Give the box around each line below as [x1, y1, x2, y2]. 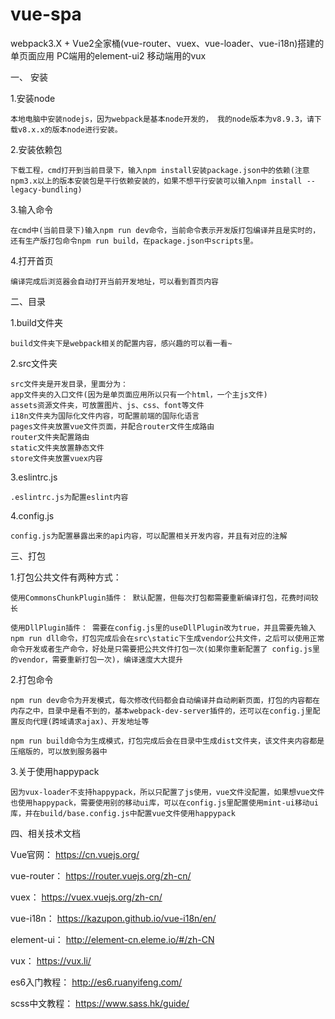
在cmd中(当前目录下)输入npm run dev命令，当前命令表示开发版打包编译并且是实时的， [10, 225, 321, 235]
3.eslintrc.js [10, 471, 58, 483]
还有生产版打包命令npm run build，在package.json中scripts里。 [10, 236, 258, 246]
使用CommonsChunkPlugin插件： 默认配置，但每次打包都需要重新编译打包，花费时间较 [10, 593, 319, 603]
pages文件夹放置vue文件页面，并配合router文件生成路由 [10, 421, 215, 432]
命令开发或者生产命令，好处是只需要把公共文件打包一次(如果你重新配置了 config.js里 [10, 644, 320, 654]
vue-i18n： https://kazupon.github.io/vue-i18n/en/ [10, 912, 217, 924]
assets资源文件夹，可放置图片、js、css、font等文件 [10, 400, 205, 410]
